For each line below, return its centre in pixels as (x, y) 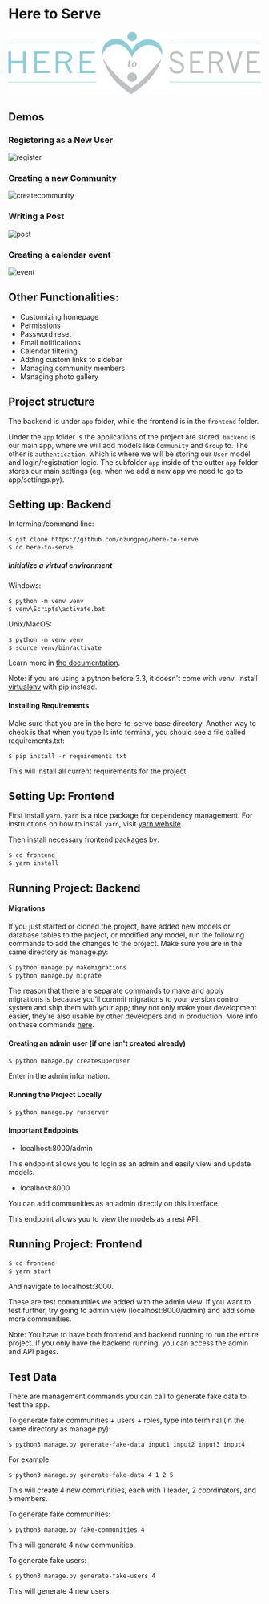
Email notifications (50, 342)
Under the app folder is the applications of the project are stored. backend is (132, 437)
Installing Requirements (49, 706)
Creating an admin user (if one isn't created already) (97, 1043)
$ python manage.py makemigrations (68, 968)
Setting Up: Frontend (61, 796)
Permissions (40, 325)
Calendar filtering (48, 351)
